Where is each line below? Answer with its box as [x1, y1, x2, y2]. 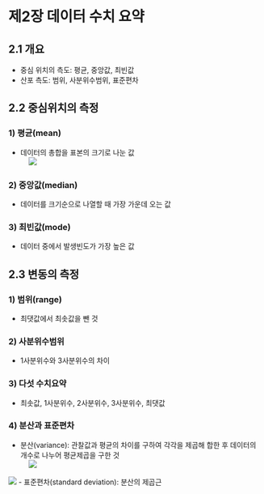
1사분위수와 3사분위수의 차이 [19, 356, 111, 365]
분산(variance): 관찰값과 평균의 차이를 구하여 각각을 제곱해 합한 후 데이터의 [19, 440, 257, 449]
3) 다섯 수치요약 [8, 378, 67, 390]
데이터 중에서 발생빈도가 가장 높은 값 [19, 241, 135, 251]
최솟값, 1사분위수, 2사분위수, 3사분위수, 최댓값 [19, 398, 166, 407]
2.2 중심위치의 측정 [8, 101, 99, 115]
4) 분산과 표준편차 [8, 420, 75, 432]
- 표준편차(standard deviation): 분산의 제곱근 [18, 477, 162, 487]
